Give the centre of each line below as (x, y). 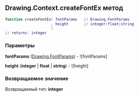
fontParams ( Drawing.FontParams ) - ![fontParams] (56, 56)
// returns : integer (26, 33)
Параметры (20, 46)
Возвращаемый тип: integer (34, 89)
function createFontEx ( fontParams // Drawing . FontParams (68, 19)
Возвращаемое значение (37, 78)
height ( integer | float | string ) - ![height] (47, 66)
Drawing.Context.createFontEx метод (64, 8)
